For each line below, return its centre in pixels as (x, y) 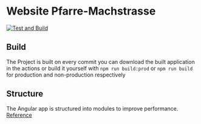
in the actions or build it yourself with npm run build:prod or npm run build (100, 68)
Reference (19, 115)
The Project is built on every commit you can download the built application (101, 61)
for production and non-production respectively (66, 75)
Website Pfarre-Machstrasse (81, 11)
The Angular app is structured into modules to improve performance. (92, 108)
